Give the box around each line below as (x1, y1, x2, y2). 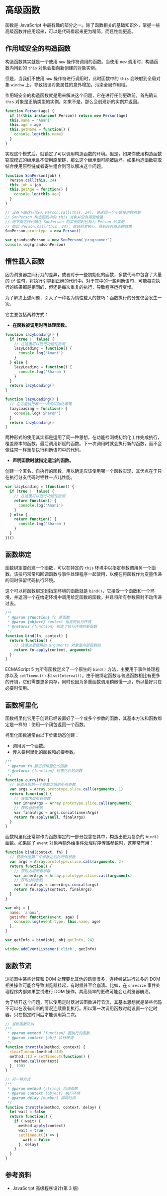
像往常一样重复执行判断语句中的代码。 (5, 447, 83, 453)
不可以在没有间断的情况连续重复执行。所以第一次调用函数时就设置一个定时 (5, 1005, 158, 1011)
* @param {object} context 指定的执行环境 (7, 619, 91, 624)
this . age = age (9, 122, 41, 127)
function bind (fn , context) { (5, 633, 68, 638)
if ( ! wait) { (14, 1119, 41, 1124)
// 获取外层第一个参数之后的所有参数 (9, 782, 76, 787)
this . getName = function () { (9, 127, 70, 132)
